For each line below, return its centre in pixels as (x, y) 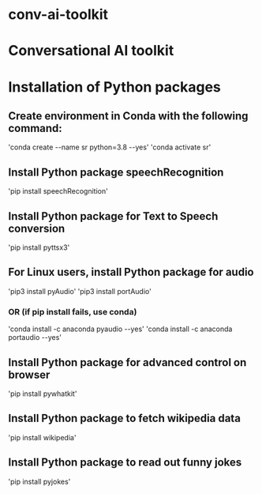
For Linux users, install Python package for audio (131, 272)
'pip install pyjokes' (39, 481)
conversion (37, 228)
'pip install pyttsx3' (39, 247)
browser (29, 374)
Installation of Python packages (114, 87)
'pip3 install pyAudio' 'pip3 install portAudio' (80, 291)
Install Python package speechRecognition (116, 172)
